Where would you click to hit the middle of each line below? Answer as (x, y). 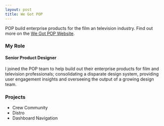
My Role (15, 46)
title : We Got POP (24, 14)
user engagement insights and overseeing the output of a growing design (80, 79)
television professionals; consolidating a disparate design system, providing (82, 74)
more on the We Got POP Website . (40, 33)
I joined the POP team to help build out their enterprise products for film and (82, 69)
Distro (18, 113)
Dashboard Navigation (35, 118)
